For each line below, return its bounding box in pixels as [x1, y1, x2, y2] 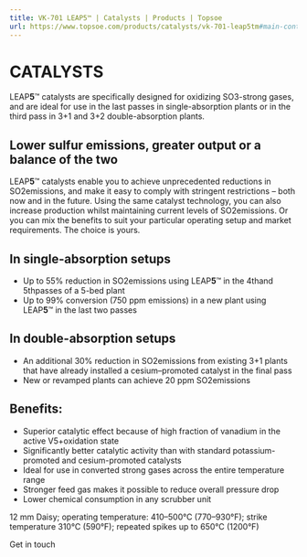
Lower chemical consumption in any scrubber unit [22, 493, 212, 504]
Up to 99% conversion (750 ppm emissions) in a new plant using [22, 295, 267, 306]
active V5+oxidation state [22, 435, 120, 446]
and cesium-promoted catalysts [61, 455, 182, 466]
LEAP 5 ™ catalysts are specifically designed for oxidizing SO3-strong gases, [9, 91, 294, 102]
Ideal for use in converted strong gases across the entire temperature [22, 464, 285, 476]
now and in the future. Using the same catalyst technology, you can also [9, 196, 281, 207]
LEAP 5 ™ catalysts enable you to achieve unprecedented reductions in [9, 176, 271, 187]
